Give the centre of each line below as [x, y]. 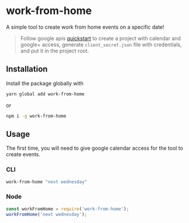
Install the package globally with [45, 83]
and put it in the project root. [55, 50]
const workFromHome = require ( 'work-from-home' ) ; [68, 209]
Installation [27, 69]
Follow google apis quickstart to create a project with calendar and [100, 38]
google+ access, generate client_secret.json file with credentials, [101, 44]
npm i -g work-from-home [36, 116]
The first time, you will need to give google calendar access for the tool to [95, 148]
